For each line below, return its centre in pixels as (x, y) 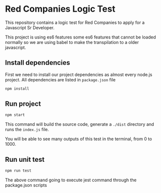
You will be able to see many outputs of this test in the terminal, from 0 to (79, 139)
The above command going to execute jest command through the (71, 180)
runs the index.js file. (27, 130)
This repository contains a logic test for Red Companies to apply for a (75, 22)
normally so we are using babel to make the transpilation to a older (72, 42)
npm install (17, 89)
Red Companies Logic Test (60, 9)
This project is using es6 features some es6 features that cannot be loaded (80, 37)
